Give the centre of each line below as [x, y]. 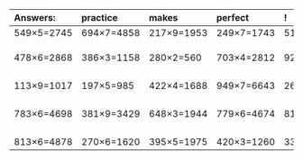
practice [99, 18]
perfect [233, 18]
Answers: [35, 18]
